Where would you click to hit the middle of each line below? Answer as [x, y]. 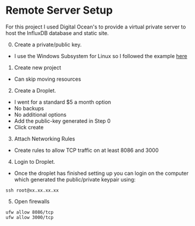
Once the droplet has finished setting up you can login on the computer [101, 173]
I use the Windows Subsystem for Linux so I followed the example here [100, 56]
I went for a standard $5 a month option [63, 102]
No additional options [40, 114]
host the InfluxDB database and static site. [57, 33]
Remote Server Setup [59, 10]
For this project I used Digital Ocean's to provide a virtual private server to [96, 27]
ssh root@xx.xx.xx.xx [32, 190]
